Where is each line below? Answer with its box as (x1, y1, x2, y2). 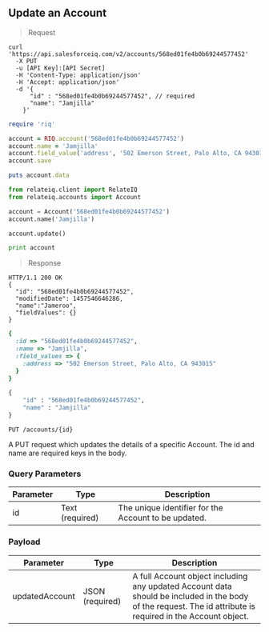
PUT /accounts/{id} (8, 426, 74, 434)
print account (8, 244, 56, 252)
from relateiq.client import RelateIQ (8, 186, 138, 194)
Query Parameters (8, 468, 82, 479)
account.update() (8, 230, 66, 238)
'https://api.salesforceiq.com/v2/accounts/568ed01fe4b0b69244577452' (8, 50, 249, 58)
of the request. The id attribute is (132, 600, 256, 611)
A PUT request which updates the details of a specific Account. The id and (8, 439, 255, 449)
